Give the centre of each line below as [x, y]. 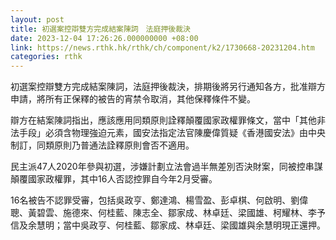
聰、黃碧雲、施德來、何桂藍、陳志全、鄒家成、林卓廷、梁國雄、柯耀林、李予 [168, 213]
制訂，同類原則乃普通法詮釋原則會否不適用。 [102, 145]
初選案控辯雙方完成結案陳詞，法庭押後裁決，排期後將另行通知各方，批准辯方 [168, 87]
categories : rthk [46, 57]
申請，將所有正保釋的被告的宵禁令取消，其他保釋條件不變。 [133, 99]
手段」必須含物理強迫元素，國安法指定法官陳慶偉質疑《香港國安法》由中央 [172, 133]
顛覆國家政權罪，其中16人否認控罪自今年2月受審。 [114, 179]
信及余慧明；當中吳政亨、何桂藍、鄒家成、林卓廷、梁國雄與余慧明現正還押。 [168, 225]
